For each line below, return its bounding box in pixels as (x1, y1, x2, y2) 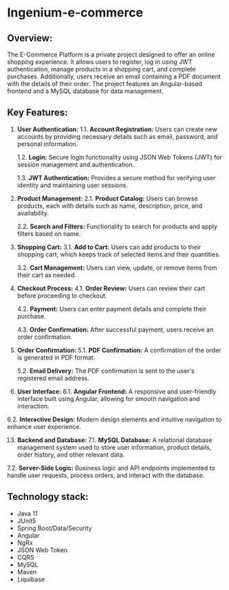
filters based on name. (17, 229, 81, 238)
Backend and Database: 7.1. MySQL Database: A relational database (17, 435, 212, 444)
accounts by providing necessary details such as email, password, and (17, 132, 218, 140)
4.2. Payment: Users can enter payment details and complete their (17, 305, 207, 313)
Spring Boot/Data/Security (17, 524, 92, 532)
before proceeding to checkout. (17, 291, 107, 300)
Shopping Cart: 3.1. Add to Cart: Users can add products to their (17, 243, 201, 251)
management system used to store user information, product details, (17, 443, 212, 451)
